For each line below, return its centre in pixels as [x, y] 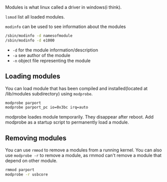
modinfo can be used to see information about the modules [65, 26]
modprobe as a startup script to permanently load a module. [67, 122]
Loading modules [33, 76]
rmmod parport [20, 170]
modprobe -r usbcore [27, 174]
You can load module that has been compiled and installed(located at [76, 88]
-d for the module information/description [55, 50]
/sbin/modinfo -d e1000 [30, 40]
